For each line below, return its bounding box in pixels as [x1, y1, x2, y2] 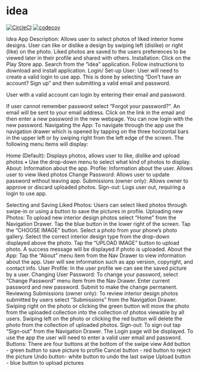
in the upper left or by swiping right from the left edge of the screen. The [6, 134, 184, 141]
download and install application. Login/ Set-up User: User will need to [6, 67, 179, 74]
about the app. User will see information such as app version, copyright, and [6, 258, 193, 265]
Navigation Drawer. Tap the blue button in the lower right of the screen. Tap [6, 220, 191, 227]
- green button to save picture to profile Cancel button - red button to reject [6, 346, 191, 354]
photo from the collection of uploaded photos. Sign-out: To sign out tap [6, 321, 181, 328]
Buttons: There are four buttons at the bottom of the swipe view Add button [6, 340, 191, 347]
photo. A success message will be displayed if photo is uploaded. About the [6, 245, 192, 253]
